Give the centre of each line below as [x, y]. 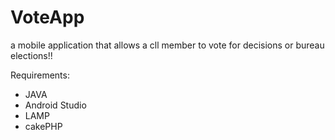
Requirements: [40, 75]
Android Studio [55, 105]
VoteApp [47, 17]
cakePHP [43, 126]
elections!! [31, 55]
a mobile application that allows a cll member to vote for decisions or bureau [167, 45]
